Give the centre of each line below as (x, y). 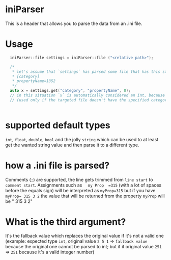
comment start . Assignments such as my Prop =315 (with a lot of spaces (83, 185)
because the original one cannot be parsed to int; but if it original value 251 (83, 247)
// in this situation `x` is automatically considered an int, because (88, 95)
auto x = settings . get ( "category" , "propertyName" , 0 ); (70, 91)
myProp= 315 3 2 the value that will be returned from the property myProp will (85, 196)
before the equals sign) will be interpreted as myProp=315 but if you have (80, 190)
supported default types (58, 125)
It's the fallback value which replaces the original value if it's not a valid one (84, 236)
